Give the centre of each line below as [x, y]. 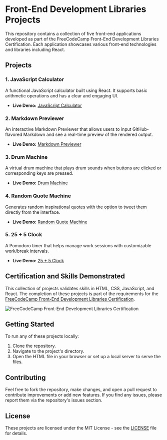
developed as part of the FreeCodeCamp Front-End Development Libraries [82, 39]
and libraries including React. [35, 49]
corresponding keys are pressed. [39, 173]
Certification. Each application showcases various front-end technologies [81, 44]
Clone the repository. [34, 346]
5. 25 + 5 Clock [24, 235]
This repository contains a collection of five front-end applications [73, 33]
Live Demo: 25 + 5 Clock [38, 260]
